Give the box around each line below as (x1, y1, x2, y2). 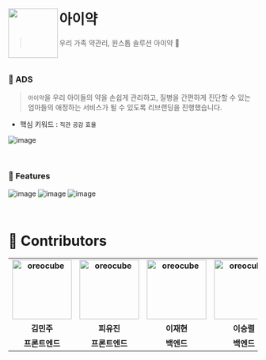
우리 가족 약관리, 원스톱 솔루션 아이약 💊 (59, 38, 180, 48)
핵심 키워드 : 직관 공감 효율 (19, 120, 97, 129)
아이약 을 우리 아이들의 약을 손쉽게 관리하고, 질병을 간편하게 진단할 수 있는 (27, 93, 251, 102)
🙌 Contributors (8, 232, 108, 250)
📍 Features (8, 170, 51, 182)
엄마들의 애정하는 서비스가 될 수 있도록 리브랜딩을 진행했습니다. (27, 103, 223, 113)
